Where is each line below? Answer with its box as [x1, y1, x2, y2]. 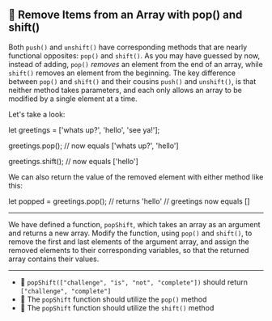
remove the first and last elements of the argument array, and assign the [8, 236, 249, 247]
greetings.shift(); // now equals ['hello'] [8, 156, 139, 166]
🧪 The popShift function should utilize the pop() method [19, 294, 207, 304]
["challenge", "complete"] [19, 287, 112, 295]
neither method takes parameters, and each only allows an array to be [8, 85, 243, 95]
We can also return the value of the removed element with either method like [8, 171, 264, 182]
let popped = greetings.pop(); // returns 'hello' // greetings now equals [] [8, 196, 250, 206]
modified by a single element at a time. [8, 94, 138, 103]
